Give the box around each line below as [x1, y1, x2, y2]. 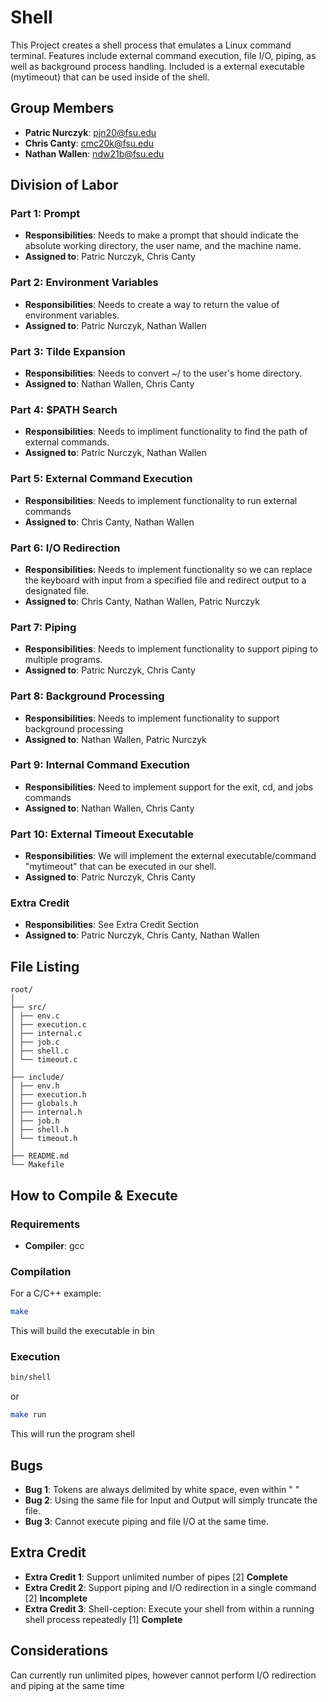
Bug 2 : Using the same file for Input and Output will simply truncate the [24, 1494, 318, 1506]
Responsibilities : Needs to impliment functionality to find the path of [24, 426, 308, 438]
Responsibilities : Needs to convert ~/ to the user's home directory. [24, 367, 303, 380]
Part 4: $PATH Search [10, 402, 118, 416]
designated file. [24, 584, 90, 596]
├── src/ [10, 1002, 47, 1013]
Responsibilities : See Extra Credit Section [24, 919, 199, 931]
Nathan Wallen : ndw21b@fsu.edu [24, 147, 165, 160]
